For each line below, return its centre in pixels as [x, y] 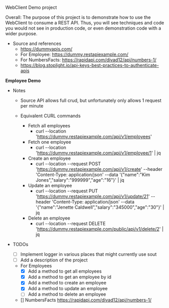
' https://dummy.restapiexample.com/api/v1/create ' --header [99, 169]
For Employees [36, 266]
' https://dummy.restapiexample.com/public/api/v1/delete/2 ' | [100, 229]
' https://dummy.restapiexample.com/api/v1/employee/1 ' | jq [98, 153]
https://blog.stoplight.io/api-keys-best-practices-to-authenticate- [90, 65]
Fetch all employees [49, 126]
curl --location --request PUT [67, 191]
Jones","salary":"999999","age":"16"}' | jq [80, 180]
